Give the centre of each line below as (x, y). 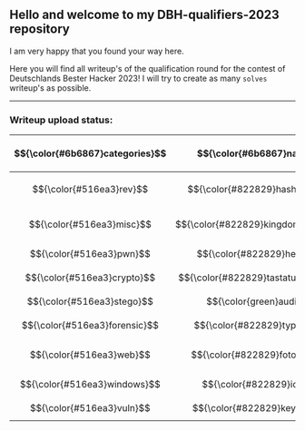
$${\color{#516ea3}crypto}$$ (90, 278)
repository (40, 29)
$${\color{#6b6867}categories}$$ (90, 153)
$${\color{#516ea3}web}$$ (91, 355)
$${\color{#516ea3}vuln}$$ (91, 408)
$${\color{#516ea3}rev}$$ (90, 190)
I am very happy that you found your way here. (97, 51)
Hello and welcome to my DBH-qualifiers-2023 (144, 15)
